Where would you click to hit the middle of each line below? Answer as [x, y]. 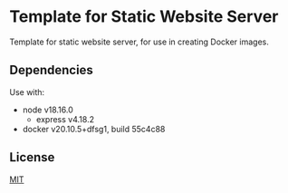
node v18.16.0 [48, 110]
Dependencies [51, 70]
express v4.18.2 [65, 119]
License [32, 157]
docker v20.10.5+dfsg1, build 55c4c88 [94, 129]
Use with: [27, 92]
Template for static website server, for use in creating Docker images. [139, 42]
